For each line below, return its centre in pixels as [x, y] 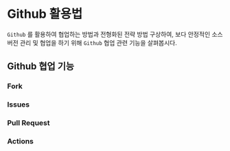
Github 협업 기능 [41, 67]
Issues [19, 105]
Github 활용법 [45, 14]
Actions [21, 141]
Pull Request [28, 123]
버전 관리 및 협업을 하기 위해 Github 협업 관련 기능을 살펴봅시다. [92, 42]
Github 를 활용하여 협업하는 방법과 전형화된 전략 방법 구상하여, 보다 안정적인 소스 [115, 34]
